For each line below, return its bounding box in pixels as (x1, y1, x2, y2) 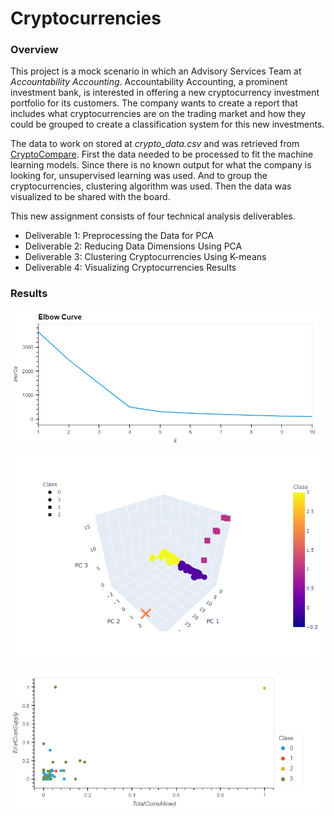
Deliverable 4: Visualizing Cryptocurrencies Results (24, 262, 237, 274)
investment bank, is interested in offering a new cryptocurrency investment (10, 87, 320, 99)
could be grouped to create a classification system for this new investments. (10, 118, 325, 131)
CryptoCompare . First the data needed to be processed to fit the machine (10, 148, 314, 161)
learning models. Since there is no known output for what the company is (10, 159, 312, 171)
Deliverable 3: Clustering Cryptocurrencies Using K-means (24, 251, 267, 263)
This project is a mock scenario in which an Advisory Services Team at (10, 65, 302, 77)
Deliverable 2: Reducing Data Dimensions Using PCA (24, 240, 243, 252)
